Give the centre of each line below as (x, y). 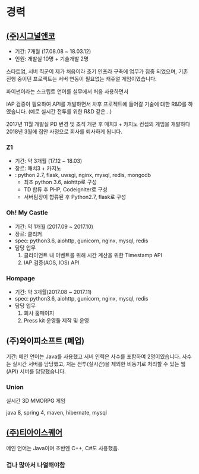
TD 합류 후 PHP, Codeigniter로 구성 (66, 189)
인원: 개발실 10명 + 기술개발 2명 (52, 59)
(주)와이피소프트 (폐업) (45, 341)
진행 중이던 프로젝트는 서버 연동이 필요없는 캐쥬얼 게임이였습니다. (82, 79)
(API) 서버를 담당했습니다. (36, 371)
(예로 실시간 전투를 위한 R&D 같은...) (70, 111)
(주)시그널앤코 (31, 36)
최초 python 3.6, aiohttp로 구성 (60, 182)
